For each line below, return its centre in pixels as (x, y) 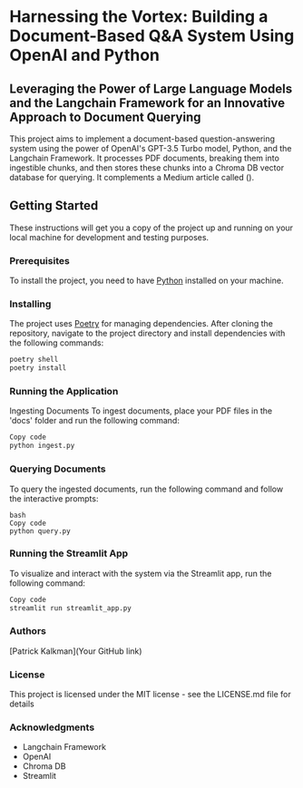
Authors (28, 631)
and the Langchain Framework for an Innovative (147, 103)
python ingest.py (42, 446)
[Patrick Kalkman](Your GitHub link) (76, 651)
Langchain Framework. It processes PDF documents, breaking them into (144, 158)
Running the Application (64, 392)
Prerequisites (39, 260)
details (22, 704)
